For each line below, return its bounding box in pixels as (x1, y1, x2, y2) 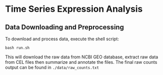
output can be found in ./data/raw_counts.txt (5, 65, 99, 70)
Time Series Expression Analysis (5, 3, 143, 15)
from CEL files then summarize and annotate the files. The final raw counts (5, 59, 158, 65)
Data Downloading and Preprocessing (5, 23, 124, 31)
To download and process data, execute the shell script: (5, 36, 120, 42)
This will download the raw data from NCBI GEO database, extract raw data (5, 54, 159, 60)
